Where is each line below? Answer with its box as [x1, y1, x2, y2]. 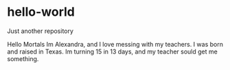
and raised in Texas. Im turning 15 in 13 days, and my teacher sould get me [7, 47, 218, 56]
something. [7, 54, 39, 62]
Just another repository [7, 27, 74, 35]
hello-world [7, 4, 76, 20]
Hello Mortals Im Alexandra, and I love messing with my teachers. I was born [7, 40, 223, 48]
